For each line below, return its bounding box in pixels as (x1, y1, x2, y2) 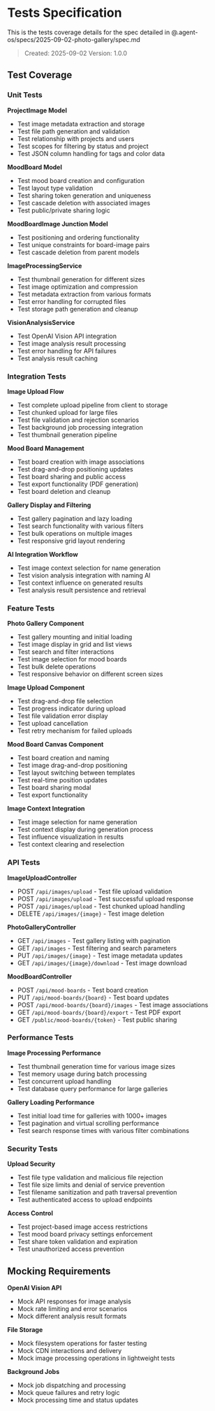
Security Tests (7, 1143, 58, 1153)
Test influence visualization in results (17, 833, 124, 841)
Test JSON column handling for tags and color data (17, 149, 165, 158)
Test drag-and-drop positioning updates (17, 465, 134, 473)
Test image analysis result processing (17, 339, 126, 347)
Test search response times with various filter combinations (17, 1126, 190, 1134)
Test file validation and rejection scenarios (17, 416, 140, 424)
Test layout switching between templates (17, 768, 135, 777)
